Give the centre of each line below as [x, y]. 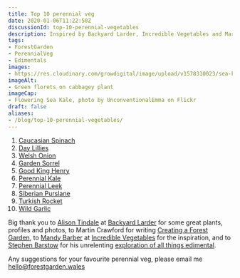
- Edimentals [27, 61]
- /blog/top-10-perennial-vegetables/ [66, 120]
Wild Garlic [35, 208]
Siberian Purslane [44, 193]
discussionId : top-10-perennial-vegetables [74, 27]
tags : [16, 41]
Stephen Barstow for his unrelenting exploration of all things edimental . [112, 245]
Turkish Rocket [40, 201]
